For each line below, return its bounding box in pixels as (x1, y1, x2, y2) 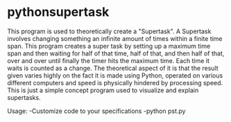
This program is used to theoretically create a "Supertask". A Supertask (7, 27, 212, 35)
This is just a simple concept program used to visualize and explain (7, 86, 199, 94)
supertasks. (7, 93, 41, 101)
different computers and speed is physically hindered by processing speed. (7, 78, 223, 87)
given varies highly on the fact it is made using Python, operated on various (7, 71, 223, 80)
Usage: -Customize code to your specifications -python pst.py (7, 107, 186, 115)
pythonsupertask (7, 4, 110, 20)
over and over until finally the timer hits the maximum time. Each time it (7, 56, 210, 64)
